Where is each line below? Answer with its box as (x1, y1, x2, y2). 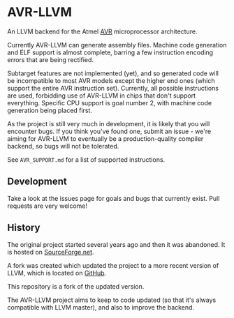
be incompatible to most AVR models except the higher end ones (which (7, 76, 215, 84)
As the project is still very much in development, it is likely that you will (7, 119, 210, 128)
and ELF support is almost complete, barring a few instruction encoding (7, 48, 214, 56)
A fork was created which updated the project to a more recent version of (7, 261, 219, 269)
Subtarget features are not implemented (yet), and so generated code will (7, 69, 219, 77)
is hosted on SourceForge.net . (7, 248, 94, 256)
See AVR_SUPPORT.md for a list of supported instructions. (7, 155, 166, 164)
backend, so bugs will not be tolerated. (7, 142, 119, 150)
